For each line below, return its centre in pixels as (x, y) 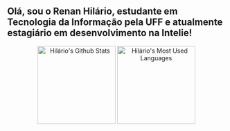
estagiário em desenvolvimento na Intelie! (100, 33)
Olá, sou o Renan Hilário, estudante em (92, 11)
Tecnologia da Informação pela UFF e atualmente (115, 23)
